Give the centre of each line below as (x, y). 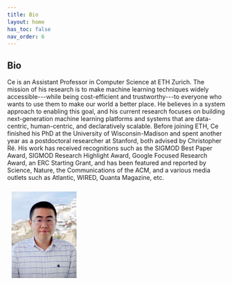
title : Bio (23, 15)
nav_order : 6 (26, 37)
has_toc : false (29, 29)
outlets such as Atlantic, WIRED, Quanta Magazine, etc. (86, 178)
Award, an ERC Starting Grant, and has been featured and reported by (107, 163)
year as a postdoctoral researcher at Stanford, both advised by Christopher (114, 141)
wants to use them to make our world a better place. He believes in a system (116, 104)
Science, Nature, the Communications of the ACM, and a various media (109, 170)
